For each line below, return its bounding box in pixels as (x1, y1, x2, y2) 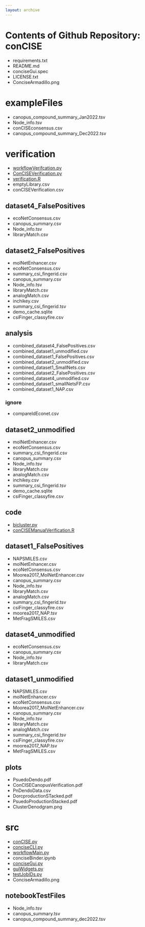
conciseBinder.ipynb (12, 855, 56, 861)
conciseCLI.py (12, 844, 43, 850)
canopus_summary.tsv (12, 910, 60, 916)
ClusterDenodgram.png (12, 804, 63, 810)
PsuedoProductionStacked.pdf (12, 799, 78, 805)
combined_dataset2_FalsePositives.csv (12, 369, 95, 376)
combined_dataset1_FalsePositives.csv (12, 354, 94, 360)
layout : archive (5, 7, 40, 13)
